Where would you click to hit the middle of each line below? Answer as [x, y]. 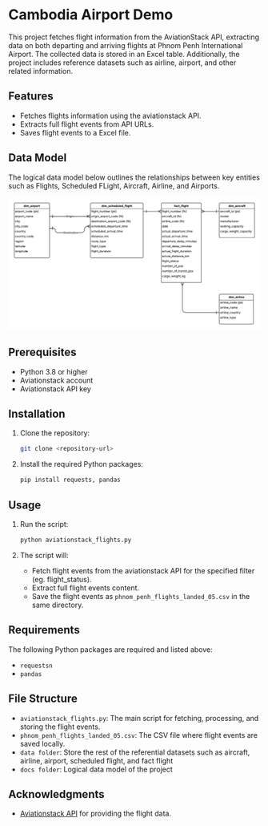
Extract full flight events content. [86, 588]
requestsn [36, 666]
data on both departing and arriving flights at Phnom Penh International [126, 45]
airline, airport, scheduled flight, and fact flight [96, 760]
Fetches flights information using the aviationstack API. [110, 115]
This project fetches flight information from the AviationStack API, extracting [134, 37]
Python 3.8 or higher [54, 371]
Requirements [44, 630]
